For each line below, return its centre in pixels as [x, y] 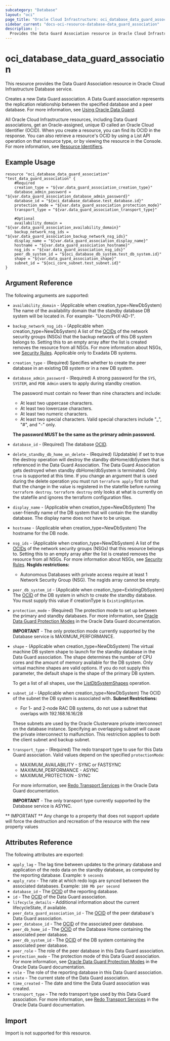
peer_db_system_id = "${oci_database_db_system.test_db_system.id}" [88, 254]
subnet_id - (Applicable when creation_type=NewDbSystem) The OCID [87, 693]
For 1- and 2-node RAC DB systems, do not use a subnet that [84, 708]
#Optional [25, 218]
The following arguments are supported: [47, 295]
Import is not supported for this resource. [48, 1033]
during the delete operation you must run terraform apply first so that [85, 481]
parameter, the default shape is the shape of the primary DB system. [84, 673]
